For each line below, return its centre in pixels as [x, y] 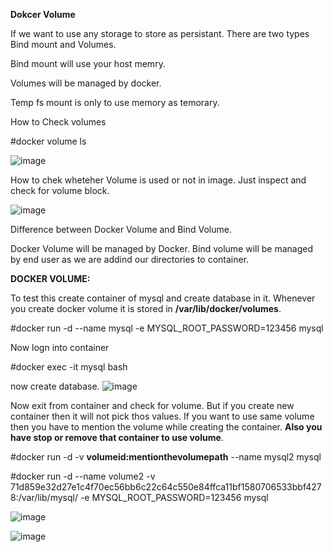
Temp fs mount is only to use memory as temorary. [115, 102]
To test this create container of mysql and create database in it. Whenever [163, 298]
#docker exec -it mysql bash [69, 367]
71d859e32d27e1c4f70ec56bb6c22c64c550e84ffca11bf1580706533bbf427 [166, 487]
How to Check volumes [58, 122]
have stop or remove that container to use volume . [117, 437]
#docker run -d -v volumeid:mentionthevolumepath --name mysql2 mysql [166, 457]
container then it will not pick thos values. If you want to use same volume [162, 416]
